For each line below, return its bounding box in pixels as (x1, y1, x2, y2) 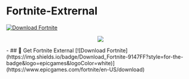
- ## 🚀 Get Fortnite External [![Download (6, 47, 106, 54)
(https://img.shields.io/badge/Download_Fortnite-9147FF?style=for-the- (6, 53, 184, 60)
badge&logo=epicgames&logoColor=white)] (6, 59, 115, 66)
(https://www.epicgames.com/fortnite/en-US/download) (6, 66, 145, 73)
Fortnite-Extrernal (6, 4, 97, 18)
